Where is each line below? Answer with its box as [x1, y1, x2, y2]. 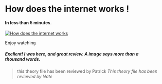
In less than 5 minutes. [5, 19, 52, 25]
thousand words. [5, 56, 40, 62]
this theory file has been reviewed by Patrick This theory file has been [17, 68, 158, 74]
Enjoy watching [5, 40, 36, 46]
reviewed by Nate [17, 74, 53, 80]
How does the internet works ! [5, 3, 129, 15]
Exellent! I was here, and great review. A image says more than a [5, 51, 139, 57]
